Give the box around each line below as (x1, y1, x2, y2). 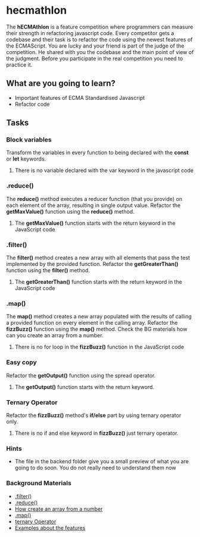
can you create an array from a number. (6, 332, 104, 339)
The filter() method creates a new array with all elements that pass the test (6, 254, 190, 262)
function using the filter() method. (6, 267, 90, 274)
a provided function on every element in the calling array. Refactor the (6, 319, 178, 326)
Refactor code (14, 101, 50, 108)
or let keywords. (6, 155, 46, 162)
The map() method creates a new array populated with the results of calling (6, 313, 192, 320)
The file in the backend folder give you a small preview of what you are (14, 458, 189, 465)
